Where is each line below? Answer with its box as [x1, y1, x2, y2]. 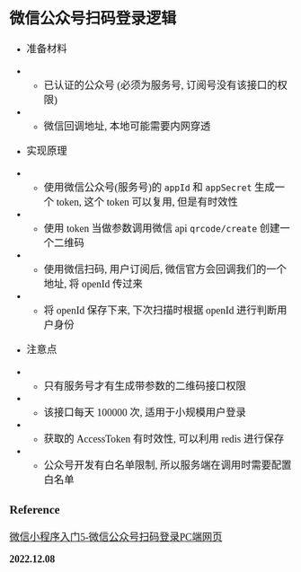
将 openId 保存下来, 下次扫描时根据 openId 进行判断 [43, 304, 278, 317]
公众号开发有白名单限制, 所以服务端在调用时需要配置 [43, 460, 292, 472]
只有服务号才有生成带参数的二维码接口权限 [43, 380, 247, 392]
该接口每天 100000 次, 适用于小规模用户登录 [43, 407, 247, 419]
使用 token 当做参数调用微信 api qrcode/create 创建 [43, 223, 280, 235]
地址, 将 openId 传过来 [43, 278, 144, 291]
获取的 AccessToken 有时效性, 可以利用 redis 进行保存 [43, 433, 285, 445]
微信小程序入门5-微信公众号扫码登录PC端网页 [9, 531, 223, 543]
